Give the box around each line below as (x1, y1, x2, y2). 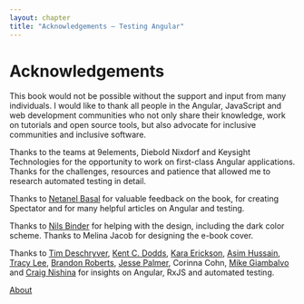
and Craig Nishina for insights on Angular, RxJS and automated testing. (9, 267, 275, 278)
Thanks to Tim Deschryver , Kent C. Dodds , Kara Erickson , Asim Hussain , (9, 248, 281, 259)
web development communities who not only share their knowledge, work (9, 110, 286, 121)
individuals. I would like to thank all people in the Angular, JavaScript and (9, 101, 282, 112)
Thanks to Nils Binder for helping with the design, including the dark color (9, 221, 285, 231)
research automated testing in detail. (9, 176, 147, 187)
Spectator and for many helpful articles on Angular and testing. (9, 203, 245, 214)
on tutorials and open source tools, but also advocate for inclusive (9, 120, 257, 131)
